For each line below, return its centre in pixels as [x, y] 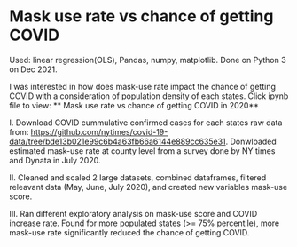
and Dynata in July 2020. [55, 160]
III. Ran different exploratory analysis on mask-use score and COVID [133, 213]
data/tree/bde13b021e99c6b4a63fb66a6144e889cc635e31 [117, 141]
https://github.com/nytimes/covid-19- [99, 131]
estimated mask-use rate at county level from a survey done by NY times [142, 151]
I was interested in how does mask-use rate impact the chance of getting [143, 86]
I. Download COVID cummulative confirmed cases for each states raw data [146, 123]
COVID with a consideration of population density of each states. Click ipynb [149, 96]
